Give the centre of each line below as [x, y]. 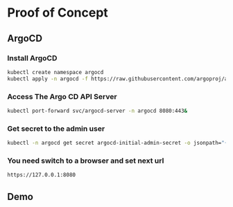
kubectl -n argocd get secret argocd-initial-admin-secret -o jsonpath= [114, 143]
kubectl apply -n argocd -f [48, 79]
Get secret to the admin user [56, 128]
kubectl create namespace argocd [55, 72]
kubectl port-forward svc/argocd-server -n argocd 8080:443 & [97, 111]
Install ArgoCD [32, 58]
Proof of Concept [58, 13]
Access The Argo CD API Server [62, 96]
